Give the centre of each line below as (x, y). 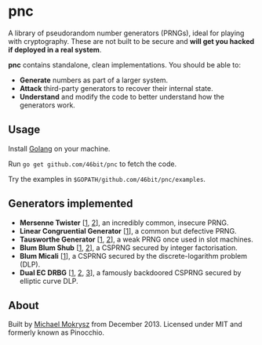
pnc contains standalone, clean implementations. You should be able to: (125, 64)
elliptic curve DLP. (49, 281)
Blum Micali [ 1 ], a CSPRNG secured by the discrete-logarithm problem (133, 256)
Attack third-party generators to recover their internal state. (116, 88)
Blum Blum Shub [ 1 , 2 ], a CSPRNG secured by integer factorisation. (128, 247)
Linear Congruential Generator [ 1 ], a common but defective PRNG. (128, 231)
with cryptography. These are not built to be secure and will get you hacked (131, 41)
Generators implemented (71, 203)
